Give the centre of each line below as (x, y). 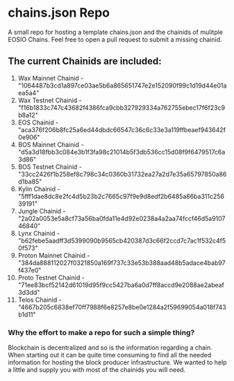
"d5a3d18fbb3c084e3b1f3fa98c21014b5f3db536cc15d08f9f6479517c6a (122, 152)
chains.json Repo (59, 13)
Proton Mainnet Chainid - (54, 255)
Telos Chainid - (40, 300)
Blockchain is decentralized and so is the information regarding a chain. (110, 348)
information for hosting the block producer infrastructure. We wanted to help (117, 362)
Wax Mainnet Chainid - (51, 78)
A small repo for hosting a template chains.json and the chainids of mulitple (116, 32)
